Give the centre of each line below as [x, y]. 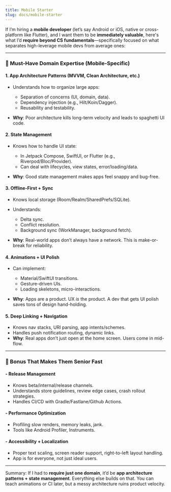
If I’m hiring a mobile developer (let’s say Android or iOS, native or [75, 29]
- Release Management [31, 374]
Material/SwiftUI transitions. [49, 278]
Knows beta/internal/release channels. [53, 385]
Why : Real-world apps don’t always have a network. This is [75, 240]
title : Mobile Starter [29, 10]
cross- [152, 29]
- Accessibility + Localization [37, 442]
